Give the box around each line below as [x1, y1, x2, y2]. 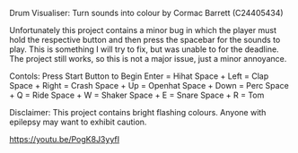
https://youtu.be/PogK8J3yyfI [9, 134, 119, 144]
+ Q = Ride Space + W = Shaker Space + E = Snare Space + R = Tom [9, 89, 265, 100]
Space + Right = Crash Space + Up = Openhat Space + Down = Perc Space [9, 81, 289, 90]
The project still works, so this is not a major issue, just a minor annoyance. [9, 54, 287, 64]
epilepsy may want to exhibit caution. [9, 116, 147, 127]
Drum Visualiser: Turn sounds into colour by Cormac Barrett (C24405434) [9, 8, 285, 18]
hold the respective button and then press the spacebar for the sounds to [9, 35, 281, 45]
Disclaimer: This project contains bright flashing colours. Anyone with [9, 107, 267, 117]
